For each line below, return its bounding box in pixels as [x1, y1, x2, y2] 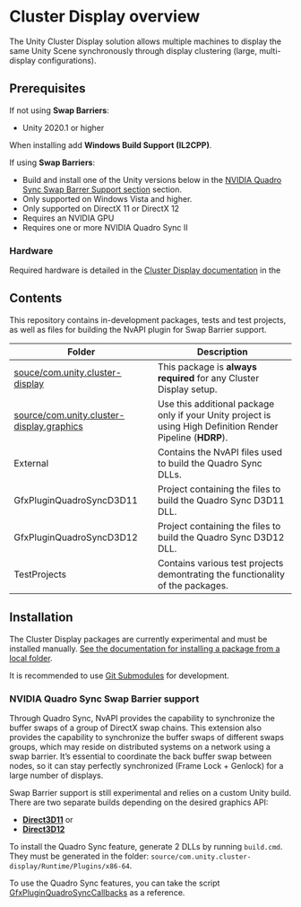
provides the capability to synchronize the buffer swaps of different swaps [9, 731, 285, 742]
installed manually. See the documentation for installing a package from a [9, 643, 280, 654]
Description [196, 345, 248, 358]
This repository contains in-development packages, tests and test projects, [9, 314, 287, 325]
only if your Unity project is [157, 408, 271, 421]
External [13, 457, 49, 469]
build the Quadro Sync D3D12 [157, 531, 285, 544]
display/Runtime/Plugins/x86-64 [9, 861, 130, 871]
